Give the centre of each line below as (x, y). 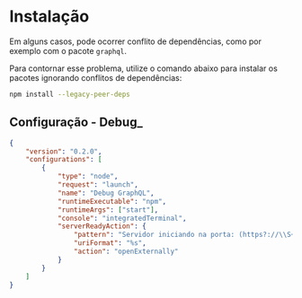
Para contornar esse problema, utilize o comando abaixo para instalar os (144, 68)
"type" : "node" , (88, 177)
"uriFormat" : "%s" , (110, 243)
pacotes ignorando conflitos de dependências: (96, 77)
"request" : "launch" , (98, 185)
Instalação (49, 17)
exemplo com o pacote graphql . (68, 50)
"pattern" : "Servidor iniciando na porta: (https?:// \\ (180, 235)
